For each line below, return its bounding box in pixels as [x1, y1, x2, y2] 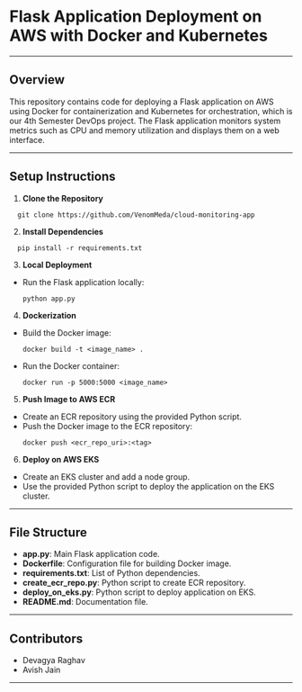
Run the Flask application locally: [22, 276, 145, 287]
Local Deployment [22, 259, 93, 270]
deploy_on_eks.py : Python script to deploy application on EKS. [22, 587, 256, 598]
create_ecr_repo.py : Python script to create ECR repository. [22, 578, 246, 589]
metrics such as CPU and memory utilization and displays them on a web [9, 124, 280, 136]
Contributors [9, 631, 84, 646]
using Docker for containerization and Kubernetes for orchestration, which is [9, 105, 293, 116]
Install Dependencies [22, 226, 103, 237]
